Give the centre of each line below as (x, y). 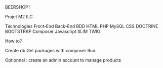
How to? (14, 41)
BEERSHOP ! (18, 7)
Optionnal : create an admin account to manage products (63, 60)
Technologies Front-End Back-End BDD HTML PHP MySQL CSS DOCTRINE (82, 26)
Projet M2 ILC (19, 17)
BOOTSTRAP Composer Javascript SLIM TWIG (53, 31)
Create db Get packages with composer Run (50, 51)
